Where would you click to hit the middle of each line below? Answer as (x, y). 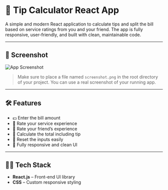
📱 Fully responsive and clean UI (45, 144)
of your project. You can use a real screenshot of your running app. (87, 82)
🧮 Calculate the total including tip (46, 134)
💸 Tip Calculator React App (62, 10)
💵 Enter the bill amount (36, 117)
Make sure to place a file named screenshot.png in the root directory (88, 76)
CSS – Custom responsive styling (47, 182)
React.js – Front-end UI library (44, 177)
